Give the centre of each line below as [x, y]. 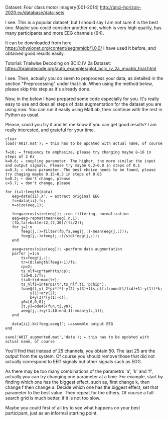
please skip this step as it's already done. [48, 89]
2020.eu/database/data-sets [35, 13]
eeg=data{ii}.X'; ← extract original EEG [56, 196]
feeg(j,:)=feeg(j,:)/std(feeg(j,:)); [60, 236]
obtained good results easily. [35, 53]
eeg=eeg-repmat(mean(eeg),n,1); [46, 218]
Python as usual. [22, 115]
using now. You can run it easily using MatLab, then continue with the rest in [84, 109]
